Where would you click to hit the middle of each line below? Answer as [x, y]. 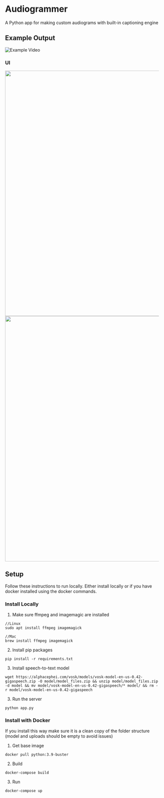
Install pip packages [32, 650]
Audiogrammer [36, 9]
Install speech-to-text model [41, 668]
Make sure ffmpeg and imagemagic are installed [61, 615]
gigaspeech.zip [20, 681]
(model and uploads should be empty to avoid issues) [59, 736]
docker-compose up [24, 791]
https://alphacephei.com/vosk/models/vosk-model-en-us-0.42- [79, 677]
